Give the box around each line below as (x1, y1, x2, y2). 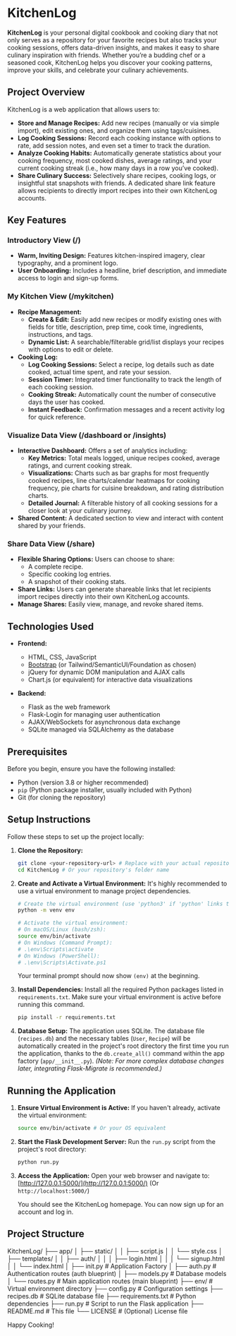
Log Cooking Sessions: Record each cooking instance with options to (17, 133, 221, 142)
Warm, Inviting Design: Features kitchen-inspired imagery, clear (17, 251, 206, 260)
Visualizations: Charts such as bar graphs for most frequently (27, 469, 209, 477)
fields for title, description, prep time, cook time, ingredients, (27, 323, 204, 331)
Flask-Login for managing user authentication (27, 710, 161, 719)
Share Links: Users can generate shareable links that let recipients (17, 585, 211, 594)
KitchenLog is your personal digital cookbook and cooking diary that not (7, 28, 218, 37)
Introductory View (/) (7, 235, 81, 245)
